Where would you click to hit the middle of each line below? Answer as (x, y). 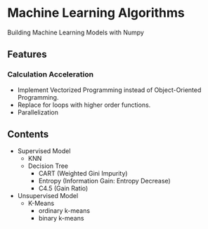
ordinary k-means (64, 211)
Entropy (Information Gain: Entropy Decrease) (104, 181)
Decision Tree (48, 166)
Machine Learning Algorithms (96, 13)
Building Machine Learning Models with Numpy (76, 32)
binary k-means (61, 218)
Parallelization (38, 112)
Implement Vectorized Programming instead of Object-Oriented (109, 90)
